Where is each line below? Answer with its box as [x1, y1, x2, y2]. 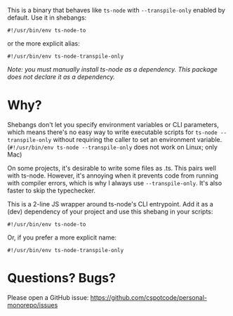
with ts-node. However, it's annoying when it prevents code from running [7, 171, 219, 180]
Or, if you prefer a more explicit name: [7, 233, 117, 242]
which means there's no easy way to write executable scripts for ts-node [7, 128, 218, 136]
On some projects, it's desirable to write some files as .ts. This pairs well [7, 164, 216, 172]
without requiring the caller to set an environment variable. [53, 135, 222, 143]
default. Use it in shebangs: [7, 13, 87, 22]
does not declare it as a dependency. [7, 73, 116, 81]
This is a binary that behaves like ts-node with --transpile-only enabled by [7, 6, 226, 14]
